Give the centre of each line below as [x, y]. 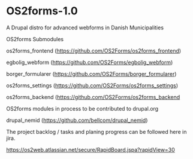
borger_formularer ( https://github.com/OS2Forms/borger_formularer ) [91, 74]
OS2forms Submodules [35, 39]
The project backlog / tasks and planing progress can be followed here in [96, 132]
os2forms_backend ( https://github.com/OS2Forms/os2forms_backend [93, 97]
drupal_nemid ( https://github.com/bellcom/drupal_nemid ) [77, 120]
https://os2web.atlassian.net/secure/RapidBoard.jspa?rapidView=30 [91, 149]
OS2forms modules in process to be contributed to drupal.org [82, 108]
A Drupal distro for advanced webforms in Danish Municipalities [85, 27]
